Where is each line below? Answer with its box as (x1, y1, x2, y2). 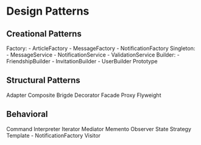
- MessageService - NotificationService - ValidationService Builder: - (6, 51, 180, 58)
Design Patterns (6, 4, 90, 18)
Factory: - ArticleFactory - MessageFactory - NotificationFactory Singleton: (6, 44, 196, 52)
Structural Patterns (6, 75, 80, 86)
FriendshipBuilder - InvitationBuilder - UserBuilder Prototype (6, 58, 158, 65)
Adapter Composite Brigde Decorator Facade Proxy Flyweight (6, 91, 161, 99)
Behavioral (6, 109, 48, 119)
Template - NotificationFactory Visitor (6, 132, 101, 139)
